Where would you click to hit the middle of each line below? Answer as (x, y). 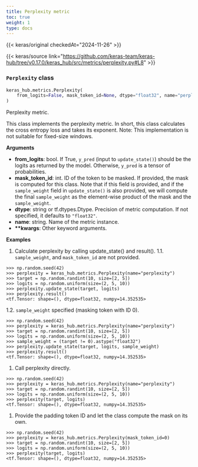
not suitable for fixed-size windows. (49, 136)
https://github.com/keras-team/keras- (109, 56)
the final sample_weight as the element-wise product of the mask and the (103, 197)
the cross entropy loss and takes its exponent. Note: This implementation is (97, 130)
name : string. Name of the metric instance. (67, 222)
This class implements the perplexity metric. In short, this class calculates (96, 124)
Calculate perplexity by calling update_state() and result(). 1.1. (89, 251)
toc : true (18, 17)
